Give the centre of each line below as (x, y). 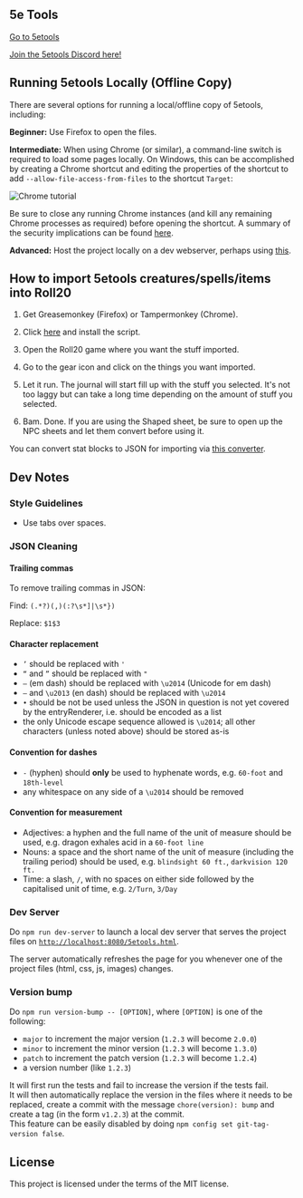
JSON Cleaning (44, 546)
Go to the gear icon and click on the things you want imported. (139, 367)
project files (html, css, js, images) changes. (91, 969)
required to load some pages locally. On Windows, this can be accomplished (152, 159)
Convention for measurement (66, 812)
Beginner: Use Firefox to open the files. (83, 131)
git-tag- (253, 1125)
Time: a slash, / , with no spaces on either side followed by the (138, 879)
